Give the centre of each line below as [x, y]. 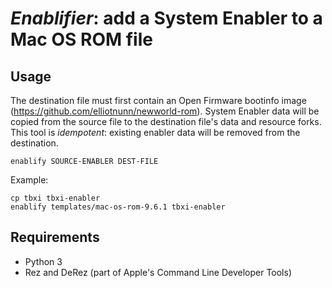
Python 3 [43, 261]
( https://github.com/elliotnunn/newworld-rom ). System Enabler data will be [165, 111]
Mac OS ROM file [81, 39]
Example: [29, 180]
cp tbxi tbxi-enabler [55, 198]
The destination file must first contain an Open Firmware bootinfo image [158, 100]
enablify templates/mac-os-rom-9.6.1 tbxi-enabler [118, 207]
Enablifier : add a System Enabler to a [166, 18]
